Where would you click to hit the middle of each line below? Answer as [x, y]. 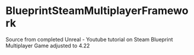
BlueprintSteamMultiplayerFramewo [97, 11]
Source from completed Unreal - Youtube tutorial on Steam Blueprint [89, 39]
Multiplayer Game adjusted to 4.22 [48, 46]
